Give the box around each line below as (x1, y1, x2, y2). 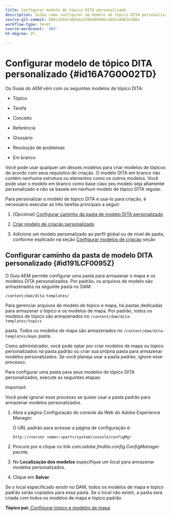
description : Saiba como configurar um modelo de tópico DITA (5, 12, 140, 17)
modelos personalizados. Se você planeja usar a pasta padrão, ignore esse (5, 353, 163, 359)
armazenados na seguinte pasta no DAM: (5, 283, 92, 290)
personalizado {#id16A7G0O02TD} (5, 68, 157, 80)
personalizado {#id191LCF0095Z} (5, 259, 115, 268)
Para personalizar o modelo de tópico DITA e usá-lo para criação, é (5, 196, 147, 202)
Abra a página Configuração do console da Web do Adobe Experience (12, 409, 160, 416)
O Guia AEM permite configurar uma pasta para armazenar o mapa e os (5, 272, 156, 278)
